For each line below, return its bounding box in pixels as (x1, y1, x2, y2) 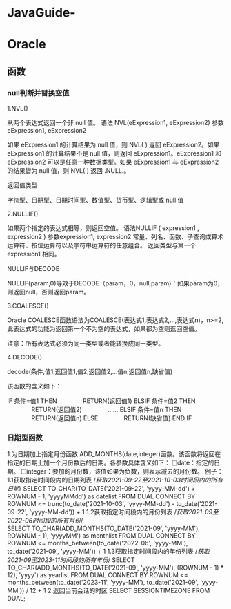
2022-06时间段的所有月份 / (7, 516, 83, 525)
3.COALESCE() (7, 302, 50, 310)
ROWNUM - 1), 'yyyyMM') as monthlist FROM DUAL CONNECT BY (7, 532, 196, 540)
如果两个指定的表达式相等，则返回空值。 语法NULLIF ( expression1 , (7, 224, 199, 232)
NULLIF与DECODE (7, 265, 60, 273)
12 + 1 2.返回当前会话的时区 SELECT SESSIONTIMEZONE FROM (30, 586, 210, 595)
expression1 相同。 (7, 250, 61, 259)
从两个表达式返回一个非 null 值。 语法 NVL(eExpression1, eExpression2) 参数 (7, 119, 224, 127)
